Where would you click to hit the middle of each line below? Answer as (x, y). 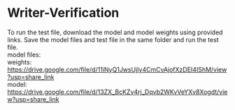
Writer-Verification (63, 13)
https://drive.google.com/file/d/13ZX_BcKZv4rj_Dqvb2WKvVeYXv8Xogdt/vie (117, 92)
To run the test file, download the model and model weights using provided (115, 32)
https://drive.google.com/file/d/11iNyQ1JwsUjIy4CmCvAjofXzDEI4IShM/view (117, 69)
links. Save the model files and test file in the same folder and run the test (113, 39)
